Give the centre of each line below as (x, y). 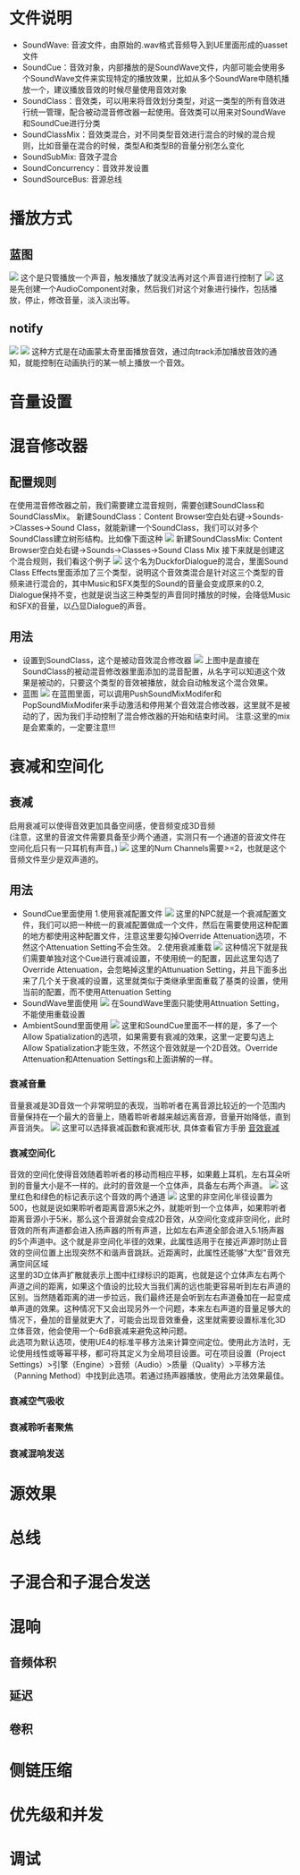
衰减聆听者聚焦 (42, 1427)
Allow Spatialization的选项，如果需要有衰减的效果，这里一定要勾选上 (148, 1036)
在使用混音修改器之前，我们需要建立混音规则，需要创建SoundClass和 (137, 505)
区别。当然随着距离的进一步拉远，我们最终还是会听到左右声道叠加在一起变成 (150, 1298)
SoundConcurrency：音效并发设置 (86, 167)
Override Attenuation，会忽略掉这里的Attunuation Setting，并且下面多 (150, 969)
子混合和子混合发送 (80, 1583)
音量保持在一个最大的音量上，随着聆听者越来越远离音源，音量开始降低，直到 (150, 1116)
